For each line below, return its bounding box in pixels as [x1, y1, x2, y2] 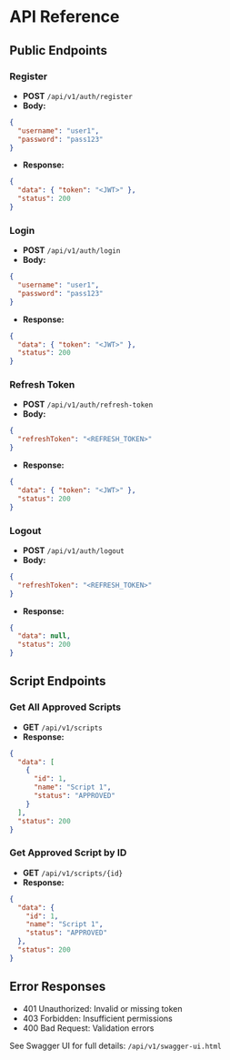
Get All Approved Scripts [9, 701, 121, 713]
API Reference [9, 6, 120, 27]
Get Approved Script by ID [9, 846, 127, 859]
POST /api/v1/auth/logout [22, 544, 125, 556]
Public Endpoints [9, 43, 107, 58]
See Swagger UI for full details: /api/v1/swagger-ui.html [9, 1040, 222, 1051]
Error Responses [9, 979, 106, 994]
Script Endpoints [9, 673, 106, 689]
